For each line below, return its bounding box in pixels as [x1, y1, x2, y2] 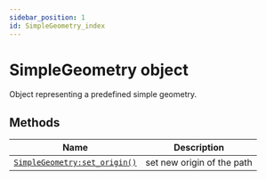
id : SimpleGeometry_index [9, 21, 105, 30]
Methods [9, 115, 60, 130]
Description [173, 142, 225, 154]
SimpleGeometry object [9, 60, 189, 80]
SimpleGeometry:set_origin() [13, 158, 137, 168]
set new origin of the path [145, 157, 254, 169]
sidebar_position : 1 [9, 12, 86, 22]
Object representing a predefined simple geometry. [9, 89, 197, 100]
